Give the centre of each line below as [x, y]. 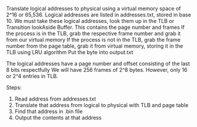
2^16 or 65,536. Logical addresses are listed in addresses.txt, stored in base [98, 15]
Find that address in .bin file [49, 111]
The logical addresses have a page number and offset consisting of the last [98, 63]
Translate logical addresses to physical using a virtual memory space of [94, 9]
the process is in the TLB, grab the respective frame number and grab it [93, 34]
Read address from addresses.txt [55, 99]
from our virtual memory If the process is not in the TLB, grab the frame [93, 40]
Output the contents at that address [58, 118]
